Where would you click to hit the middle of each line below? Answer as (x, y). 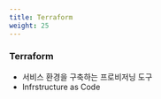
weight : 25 (29, 26)
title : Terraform (41, 17)
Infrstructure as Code (61, 87)
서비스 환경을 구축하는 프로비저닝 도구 (87, 77)
